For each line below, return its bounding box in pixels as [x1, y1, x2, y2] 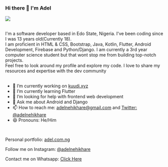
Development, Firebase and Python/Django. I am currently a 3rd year [5, 47, 147, 53]
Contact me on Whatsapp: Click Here [5, 156, 82, 162]
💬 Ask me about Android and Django [12, 99, 88, 105]
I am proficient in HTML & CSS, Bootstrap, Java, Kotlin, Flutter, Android [5, 41, 151, 47]
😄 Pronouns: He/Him [12, 117, 57, 123]
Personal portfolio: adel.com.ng [5, 136, 70, 142]
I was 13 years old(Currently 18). [5, 36, 72, 42]
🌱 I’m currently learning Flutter [12, 88, 76, 94]
